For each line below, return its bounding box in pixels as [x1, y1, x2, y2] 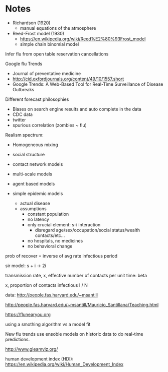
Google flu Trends [5, 60, 43, 67]
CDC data [12, 111, 33, 117]
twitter [12, 116, 26, 122]
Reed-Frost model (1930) [12, 30, 64, 36]
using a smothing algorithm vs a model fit [5, 321, 91, 327]
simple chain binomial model [20, 41, 79, 47]
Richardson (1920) [12, 20, 51, 26]
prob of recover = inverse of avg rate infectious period [5, 253, 118, 259]
